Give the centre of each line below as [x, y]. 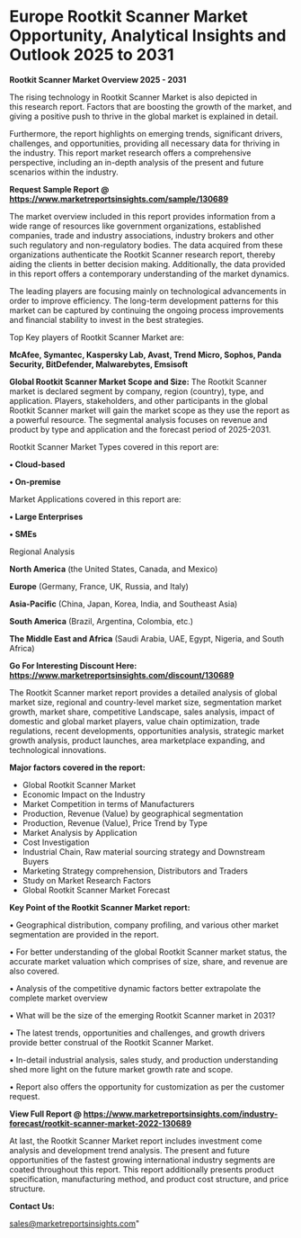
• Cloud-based [37, 464]
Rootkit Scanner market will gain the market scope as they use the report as [150, 410]
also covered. [35, 971]
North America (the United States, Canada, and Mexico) [114, 569]
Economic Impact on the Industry [84, 794]
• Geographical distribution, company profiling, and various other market [144, 925]
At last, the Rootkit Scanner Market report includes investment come [136, 1141]
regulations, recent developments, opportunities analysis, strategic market [147, 731]
